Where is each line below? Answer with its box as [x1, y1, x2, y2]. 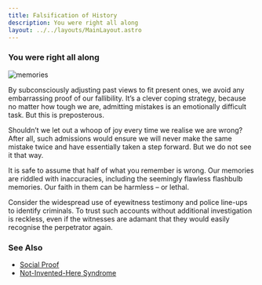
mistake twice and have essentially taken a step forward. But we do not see [8, 142, 252, 152]
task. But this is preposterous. [8, 110, 104, 119]
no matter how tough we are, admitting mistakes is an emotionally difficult [8, 101, 247, 111]
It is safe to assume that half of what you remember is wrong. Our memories [8, 166, 254, 175]
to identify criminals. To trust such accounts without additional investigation [8, 206, 253, 215]
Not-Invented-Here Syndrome [19, 268, 117, 277]
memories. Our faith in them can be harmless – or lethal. [8, 182, 190, 192]
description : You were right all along [8, 19, 139, 27]
